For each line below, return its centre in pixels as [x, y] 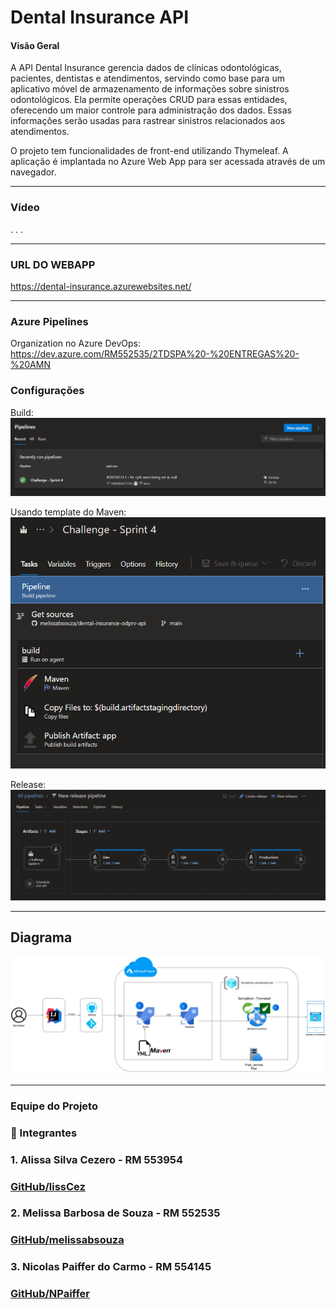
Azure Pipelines [49, 321]
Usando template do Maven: [68, 512]
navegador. [33, 172]
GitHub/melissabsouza [67, 1240]
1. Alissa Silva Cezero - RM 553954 [97, 1159]
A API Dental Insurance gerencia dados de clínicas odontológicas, [146, 68]
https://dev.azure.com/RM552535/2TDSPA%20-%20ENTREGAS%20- [155, 354]
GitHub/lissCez [48, 1186]
